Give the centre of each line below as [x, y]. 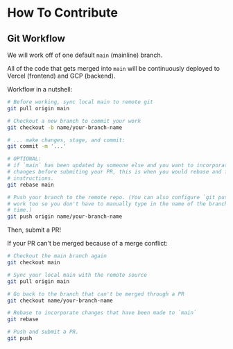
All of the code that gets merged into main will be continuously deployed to [114, 68]
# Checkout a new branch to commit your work [74, 121]
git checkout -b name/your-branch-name [65, 127]
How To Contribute [62, 13]
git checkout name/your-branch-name [60, 300]
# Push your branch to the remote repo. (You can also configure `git [111, 197]
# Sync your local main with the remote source [77, 275]
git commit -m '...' [37, 146]
